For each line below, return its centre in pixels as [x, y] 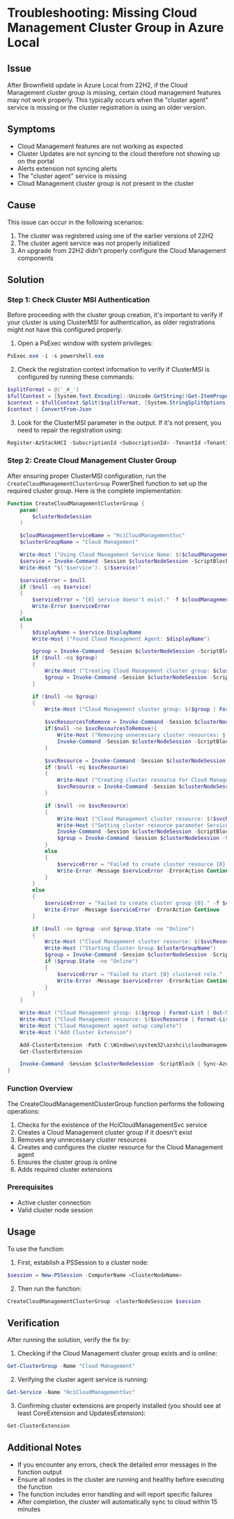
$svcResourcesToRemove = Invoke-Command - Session [118, 722]
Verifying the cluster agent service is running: [83, 1380]
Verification [33, 1323]
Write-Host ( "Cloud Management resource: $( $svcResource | [107, 1019]
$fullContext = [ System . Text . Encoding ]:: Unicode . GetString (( [98, 396]
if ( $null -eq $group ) [65, 658]
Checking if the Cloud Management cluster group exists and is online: [117, 1353]
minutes [29, 1509]
